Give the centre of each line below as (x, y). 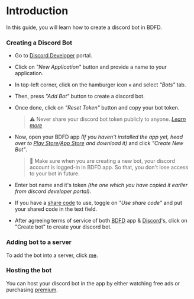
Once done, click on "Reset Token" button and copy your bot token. (97, 108)
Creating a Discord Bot (39, 43)
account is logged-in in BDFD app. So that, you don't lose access (109, 168)
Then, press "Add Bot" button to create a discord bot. (80, 97)
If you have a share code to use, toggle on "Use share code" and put (98, 203)
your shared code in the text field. (56, 209)
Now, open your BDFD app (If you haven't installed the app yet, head (99, 137)
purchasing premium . (32, 290)
